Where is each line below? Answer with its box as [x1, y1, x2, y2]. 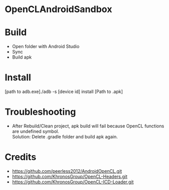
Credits [5, 152, 36, 163]
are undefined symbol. [12, 128, 59, 134]
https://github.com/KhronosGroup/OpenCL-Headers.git [12, 173, 128, 179]
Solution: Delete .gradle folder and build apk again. [12, 134, 118, 139]
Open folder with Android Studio [12, 43, 79, 50]
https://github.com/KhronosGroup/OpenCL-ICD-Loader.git [12, 178, 134, 185]
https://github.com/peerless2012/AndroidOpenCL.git [12, 168, 122, 174]
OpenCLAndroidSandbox [5, 4, 112, 15]
